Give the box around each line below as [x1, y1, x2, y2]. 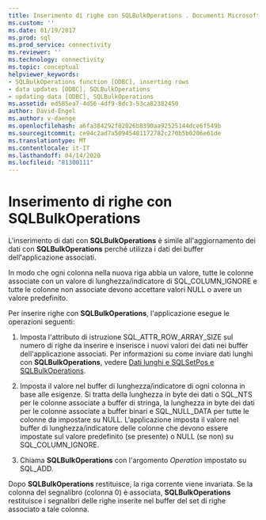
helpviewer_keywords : [8, 70, 80, 78]
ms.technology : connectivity [8, 56, 104, 64]
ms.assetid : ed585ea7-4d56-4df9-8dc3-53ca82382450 [8, 100, 179, 108]
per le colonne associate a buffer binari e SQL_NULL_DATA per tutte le [19, 407, 249, 416]
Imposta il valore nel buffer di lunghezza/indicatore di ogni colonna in [19, 381, 245, 391]
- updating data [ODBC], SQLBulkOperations [8, 93, 154, 101]
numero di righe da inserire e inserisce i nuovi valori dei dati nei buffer [19, 341, 249, 351]
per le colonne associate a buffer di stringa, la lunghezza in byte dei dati [19, 398, 255, 408]
